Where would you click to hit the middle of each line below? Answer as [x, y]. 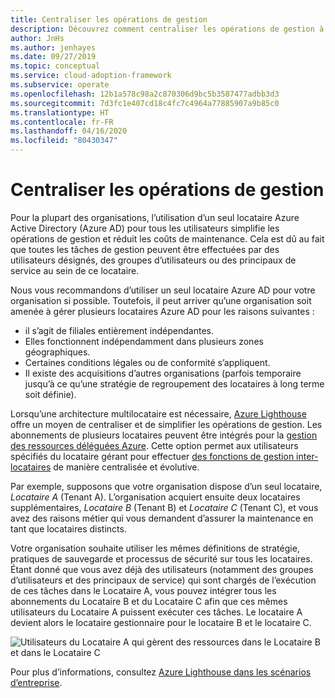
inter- [307, 456]
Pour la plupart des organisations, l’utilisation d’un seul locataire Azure [155, 217]
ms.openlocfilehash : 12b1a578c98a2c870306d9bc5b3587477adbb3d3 [145, 94]
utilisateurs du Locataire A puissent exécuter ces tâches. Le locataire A [156, 612]
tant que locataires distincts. [68, 528]
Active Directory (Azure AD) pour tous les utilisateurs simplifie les [145, 228]
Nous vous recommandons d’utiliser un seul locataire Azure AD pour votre [163, 290]
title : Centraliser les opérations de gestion [109, 19]
